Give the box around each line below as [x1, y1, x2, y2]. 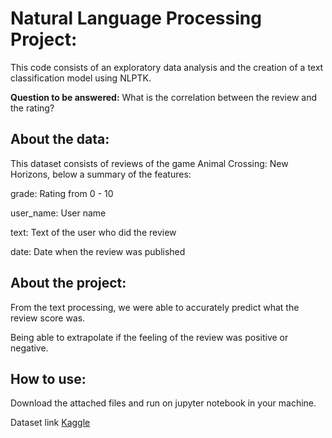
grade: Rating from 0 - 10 [10, 187, 114, 199]
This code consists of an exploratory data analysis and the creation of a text [10, 61, 324, 73]
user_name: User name [10, 207, 107, 219]
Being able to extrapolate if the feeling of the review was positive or [10, 331, 289, 343]
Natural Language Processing [10, 7, 262, 30]
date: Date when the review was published [10, 245, 186, 257]
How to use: [10, 370, 87, 387]
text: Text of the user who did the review [10, 226, 177, 238]
